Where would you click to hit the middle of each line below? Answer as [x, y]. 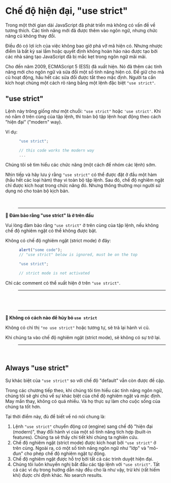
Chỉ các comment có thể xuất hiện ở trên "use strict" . [63, 283]
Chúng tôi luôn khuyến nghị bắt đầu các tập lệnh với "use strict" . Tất [86, 464]
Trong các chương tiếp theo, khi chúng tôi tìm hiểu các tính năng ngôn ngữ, [84, 390]
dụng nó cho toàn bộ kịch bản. [37, 191]
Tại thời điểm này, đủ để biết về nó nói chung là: [55, 416]
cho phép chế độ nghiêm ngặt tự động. [65, 453]
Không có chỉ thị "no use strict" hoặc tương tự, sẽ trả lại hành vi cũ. [78, 327]
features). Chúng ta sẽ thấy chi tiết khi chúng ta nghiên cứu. [76, 437]
